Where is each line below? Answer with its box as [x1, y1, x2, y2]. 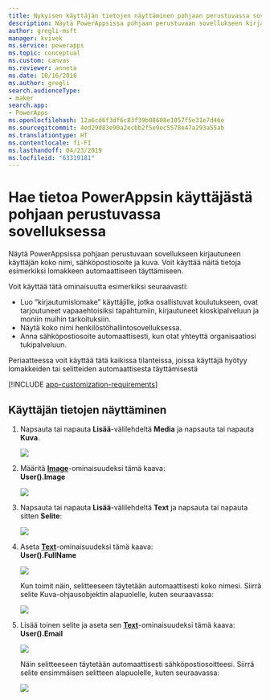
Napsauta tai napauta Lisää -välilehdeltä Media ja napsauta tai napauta [19, 424, 255, 434]
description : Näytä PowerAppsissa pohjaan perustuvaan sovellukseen [8, 19, 243, 27]
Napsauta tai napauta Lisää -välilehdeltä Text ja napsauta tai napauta [19, 503, 248, 512]
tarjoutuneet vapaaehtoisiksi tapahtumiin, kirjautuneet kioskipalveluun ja [19, 306, 260, 316]
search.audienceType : [8, 86, 81, 95]
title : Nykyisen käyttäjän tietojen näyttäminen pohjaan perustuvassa [8, 11, 250, 20]
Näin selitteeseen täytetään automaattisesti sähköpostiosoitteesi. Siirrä [19, 660, 255, 669]
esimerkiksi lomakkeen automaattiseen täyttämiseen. [8, 266, 184, 276]
